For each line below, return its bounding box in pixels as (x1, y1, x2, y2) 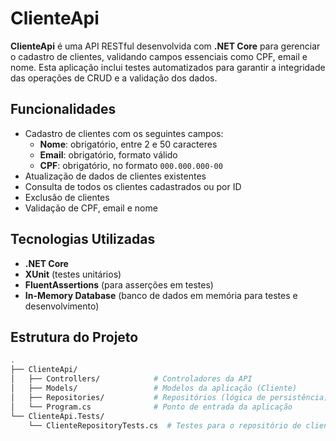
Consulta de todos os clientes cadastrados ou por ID (24, 180, 242, 192)
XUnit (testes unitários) (24, 268, 122, 280)
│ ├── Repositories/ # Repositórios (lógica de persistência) (10, 392, 329, 402)
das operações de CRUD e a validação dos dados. (10, 72, 218, 84)
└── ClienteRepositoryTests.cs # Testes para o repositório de (28, 420, 302, 431)
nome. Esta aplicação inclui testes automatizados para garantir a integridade (10, 61, 326, 73)
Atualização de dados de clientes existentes (24, 170, 207, 182)
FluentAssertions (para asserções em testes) (24, 278, 214, 291)
